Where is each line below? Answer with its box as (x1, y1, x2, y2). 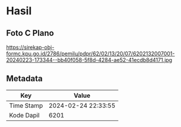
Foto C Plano (6, 28, 54, 38)
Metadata (6, 73, 43, 84)
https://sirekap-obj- (6, 44, 55, 51)
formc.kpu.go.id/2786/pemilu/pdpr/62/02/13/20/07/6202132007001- (6, 50, 175, 57)
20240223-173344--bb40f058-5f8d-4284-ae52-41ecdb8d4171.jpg (6, 57, 173, 63)
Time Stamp (9, 101, 43, 110)
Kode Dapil (9, 111, 40, 119)
